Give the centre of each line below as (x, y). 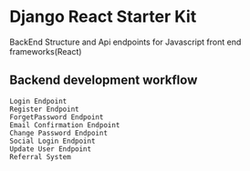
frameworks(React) (46, 51)
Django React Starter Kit (103, 17)
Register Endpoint (44, 109)
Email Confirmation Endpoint (65, 125)
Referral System (40, 156)
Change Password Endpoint (58, 133)
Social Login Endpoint (52, 141)
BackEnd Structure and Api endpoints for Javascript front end (125, 42)
